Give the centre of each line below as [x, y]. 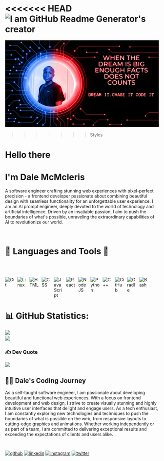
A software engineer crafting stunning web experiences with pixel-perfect [79, 191]
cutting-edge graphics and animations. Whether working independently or [80, 424]
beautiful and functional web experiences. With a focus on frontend [73, 398]
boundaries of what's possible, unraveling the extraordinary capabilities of [80, 217]
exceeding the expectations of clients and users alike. [59, 434]
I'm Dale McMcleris [45, 177]
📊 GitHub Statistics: [47, 316]
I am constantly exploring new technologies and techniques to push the [77, 413]
